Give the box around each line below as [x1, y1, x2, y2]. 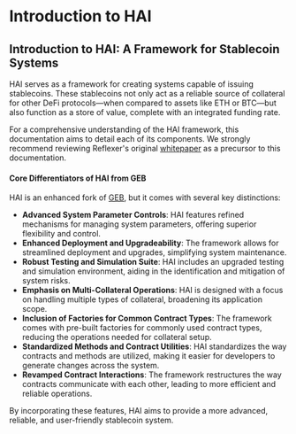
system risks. [21, 275, 71, 286]
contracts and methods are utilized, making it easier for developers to [21, 351, 276, 361]
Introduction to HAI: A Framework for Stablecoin [9, 42, 280, 57]
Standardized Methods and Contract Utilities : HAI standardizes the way [21, 341, 287, 352]
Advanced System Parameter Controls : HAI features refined [21, 210, 245, 221]
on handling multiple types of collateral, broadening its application [21, 294, 263, 305]
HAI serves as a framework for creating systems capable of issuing [9, 79, 254, 89]
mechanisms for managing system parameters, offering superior [21, 219, 257, 229]
